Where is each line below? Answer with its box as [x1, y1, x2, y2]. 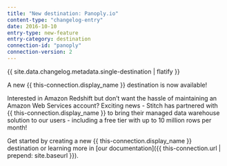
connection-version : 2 [7, 49, 72, 56]
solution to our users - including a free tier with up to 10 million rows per [7, 116, 212, 124]
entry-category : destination [7, 36, 91, 43]
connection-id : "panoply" [7, 42, 81, 49]
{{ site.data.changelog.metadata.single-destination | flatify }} [7, 67, 181, 76]
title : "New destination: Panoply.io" [7, 10, 119, 17]
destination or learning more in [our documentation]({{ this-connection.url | [7, 144, 221, 152]
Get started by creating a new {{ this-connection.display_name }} [7, 136, 192, 145]
